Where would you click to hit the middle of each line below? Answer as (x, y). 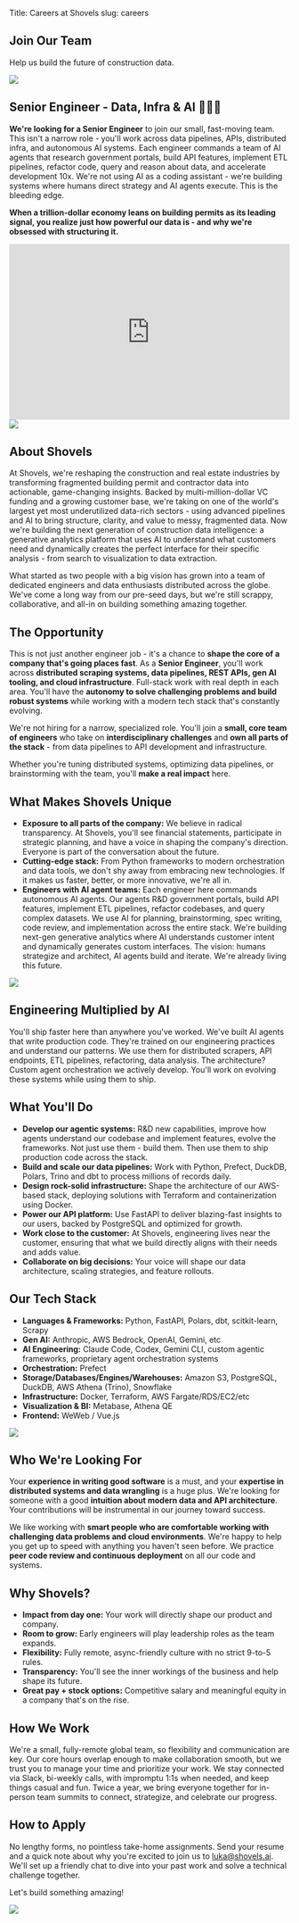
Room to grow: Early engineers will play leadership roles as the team (148, 1634)
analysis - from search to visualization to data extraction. (113, 559)
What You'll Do (51, 1107)
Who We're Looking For (76, 1459)
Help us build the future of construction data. (92, 62)
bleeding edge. (37, 195)
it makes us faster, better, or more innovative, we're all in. (127, 880)
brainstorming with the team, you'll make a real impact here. (120, 774)
